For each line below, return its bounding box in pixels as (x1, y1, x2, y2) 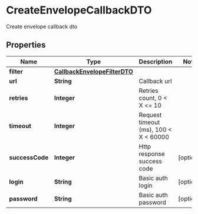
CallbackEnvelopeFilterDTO (54, 67, 134, 75)
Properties (6, 40, 46, 50)
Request (138, 111, 162, 119)
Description (138, 57, 173, 65)
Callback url (138, 77, 172, 85)
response (138, 149, 165, 158)
